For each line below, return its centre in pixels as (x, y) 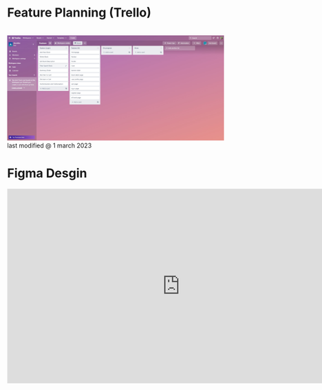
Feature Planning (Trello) (79, 13)
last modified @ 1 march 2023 (50, 145)
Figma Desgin (47, 173)
